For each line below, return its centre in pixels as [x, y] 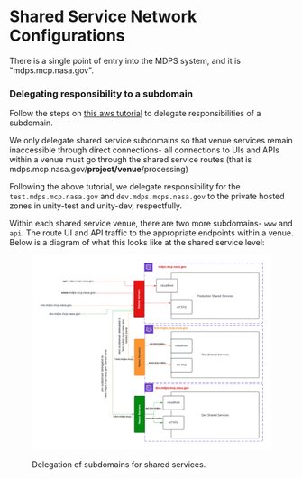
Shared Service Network [103, 17]
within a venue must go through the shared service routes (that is [131, 160]
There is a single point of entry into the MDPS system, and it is [125, 60]
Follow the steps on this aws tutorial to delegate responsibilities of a [135, 114]
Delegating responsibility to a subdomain [101, 94]
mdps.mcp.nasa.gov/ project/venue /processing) [99, 170]
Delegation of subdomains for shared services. [119, 465]
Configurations [67, 36]
